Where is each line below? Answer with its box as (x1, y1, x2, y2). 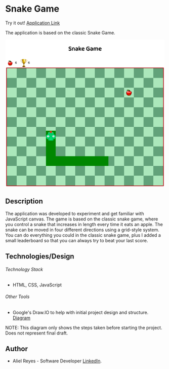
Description (5, 197, 43, 206)
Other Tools (5, 293, 30, 300)
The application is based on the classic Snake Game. (5, 29, 115, 35)
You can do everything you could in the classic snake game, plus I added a (5, 232, 161, 238)
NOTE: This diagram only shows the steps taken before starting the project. (5, 324, 162, 330)
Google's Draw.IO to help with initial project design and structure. (12, 309, 149, 315)
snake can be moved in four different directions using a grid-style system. (5, 227, 159, 233)
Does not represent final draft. (5, 330, 68, 336)
